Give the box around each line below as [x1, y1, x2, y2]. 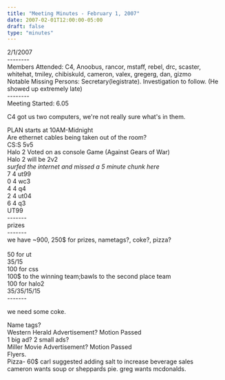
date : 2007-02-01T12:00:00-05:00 [7, 17, 103, 23]
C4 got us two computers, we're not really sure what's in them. [7, 113, 186, 121]
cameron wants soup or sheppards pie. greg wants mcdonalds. [7, 365, 187, 373]
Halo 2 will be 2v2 [7, 156, 58, 164]
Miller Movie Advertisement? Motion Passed [7, 343, 132, 351]
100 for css [7, 265, 39, 273]
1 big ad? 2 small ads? [7, 335, 69, 344]
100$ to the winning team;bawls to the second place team [7, 273, 171, 281]
